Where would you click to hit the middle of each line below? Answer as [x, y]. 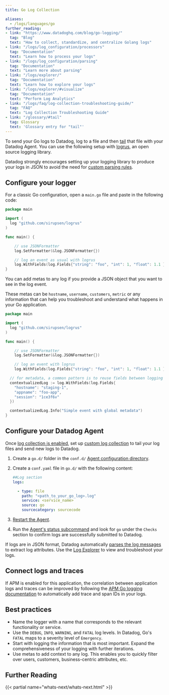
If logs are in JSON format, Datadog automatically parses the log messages [83, 544]
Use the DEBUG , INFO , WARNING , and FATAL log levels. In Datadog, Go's [82, 633]
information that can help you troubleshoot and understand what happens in [84, 299]
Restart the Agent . [31, 519]
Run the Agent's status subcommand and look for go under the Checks [85, 529]
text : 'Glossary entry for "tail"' [47, 127]
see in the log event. [26, 284]
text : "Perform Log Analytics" [43, 99]
